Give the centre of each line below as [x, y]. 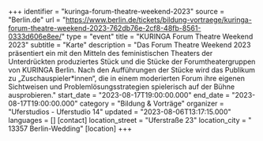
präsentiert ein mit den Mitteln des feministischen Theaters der [111, 53]
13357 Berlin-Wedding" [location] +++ [70, 128]
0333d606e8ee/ [35, 36]
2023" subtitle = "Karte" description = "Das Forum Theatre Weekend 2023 [130, 45]
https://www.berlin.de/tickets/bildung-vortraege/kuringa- [159, 20]
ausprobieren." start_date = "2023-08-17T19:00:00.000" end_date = [119, 95]
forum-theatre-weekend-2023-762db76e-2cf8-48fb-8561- [105, 28]
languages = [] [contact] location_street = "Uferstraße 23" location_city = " [130, 120]
